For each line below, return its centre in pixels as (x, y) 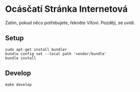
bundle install (21, 58)
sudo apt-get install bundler (36, 49)
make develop (18, 85)
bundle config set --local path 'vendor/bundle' (56, 54)
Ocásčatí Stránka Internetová (67, 9)
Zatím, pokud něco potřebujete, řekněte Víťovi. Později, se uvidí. (70, 23)
